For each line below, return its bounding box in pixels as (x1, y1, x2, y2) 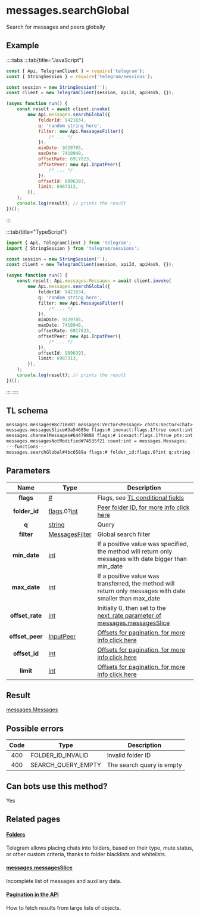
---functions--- (6, 444, 46, 450)
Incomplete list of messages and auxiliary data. (6, 877, 122, 884)
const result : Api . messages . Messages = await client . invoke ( (17, 278, 172, 284)
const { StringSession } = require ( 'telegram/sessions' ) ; (6, 73, 153, 79)
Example (6, 41, 39, 51)
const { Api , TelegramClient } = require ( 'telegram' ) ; (6, 68, 145, 74)
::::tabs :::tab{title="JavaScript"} (6, 56, 85, 63)
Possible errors (6, 723, 64, 733)
